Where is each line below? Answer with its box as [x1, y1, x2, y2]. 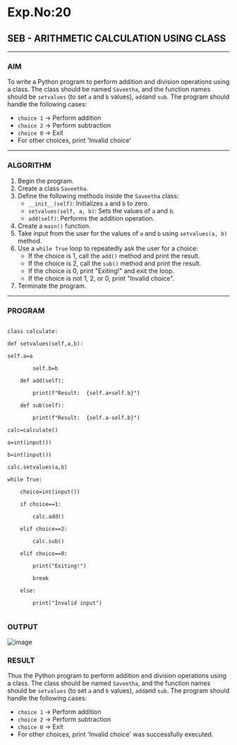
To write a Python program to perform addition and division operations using [7, 78, 230, 86]
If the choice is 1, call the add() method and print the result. [28, 251, 200, 260]
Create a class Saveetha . [17, 184, 88, 193]
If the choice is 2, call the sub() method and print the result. [28, 259, 202, 267]
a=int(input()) [7, 439, 52, 446]
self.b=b [32, 365, 59, 372]
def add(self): [20, 377, 65, 384]
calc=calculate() [7, 426, 59, 434]
